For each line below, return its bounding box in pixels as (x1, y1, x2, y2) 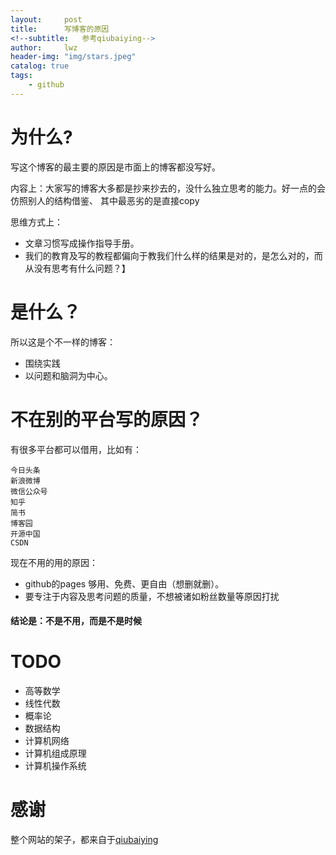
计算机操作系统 (24, 760, 87, 772)
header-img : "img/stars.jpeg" (10, 52, 137, 62)
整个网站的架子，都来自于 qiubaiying (10, 834, 159, 846)
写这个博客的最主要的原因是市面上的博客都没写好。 (10, 161, 221, 173)
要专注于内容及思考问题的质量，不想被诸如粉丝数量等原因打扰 (24, 590, 280, 602)
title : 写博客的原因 (10, 24, 110, 34)
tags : (10, 71, 33, 81)
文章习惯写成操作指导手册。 (24, 237, 140, 249)
